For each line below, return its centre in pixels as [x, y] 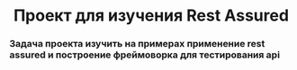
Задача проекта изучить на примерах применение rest [137, 44]
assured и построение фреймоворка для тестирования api [145, 55]
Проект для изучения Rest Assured [151, 16]
